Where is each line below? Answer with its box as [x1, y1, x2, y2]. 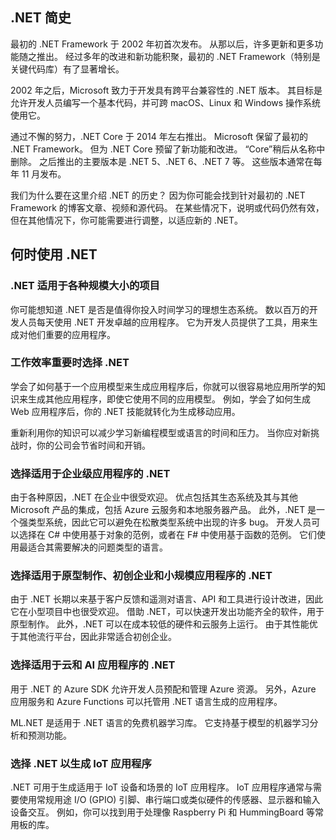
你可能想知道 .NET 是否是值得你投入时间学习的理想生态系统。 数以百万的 [10, 303, 310, 315]
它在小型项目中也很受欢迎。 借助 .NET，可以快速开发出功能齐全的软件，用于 [10, 606, 325, 618]
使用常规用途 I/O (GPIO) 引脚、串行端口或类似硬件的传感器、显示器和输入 [18, 793, 321, 805]
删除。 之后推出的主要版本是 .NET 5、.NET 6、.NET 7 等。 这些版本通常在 [10, 155, 314, 167]
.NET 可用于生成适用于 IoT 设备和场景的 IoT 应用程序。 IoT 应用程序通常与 [10, 781, 313, 793]
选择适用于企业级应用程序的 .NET [10, 466, 171, 480]
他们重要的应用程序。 [27, 328, 116, 340]
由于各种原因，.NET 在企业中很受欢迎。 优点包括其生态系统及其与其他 [10, 491, 298, 503]
